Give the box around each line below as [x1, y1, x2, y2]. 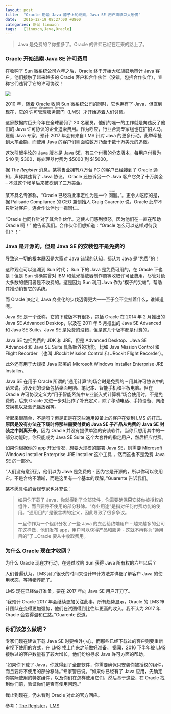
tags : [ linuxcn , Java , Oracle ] [5, 27, 72, 32]
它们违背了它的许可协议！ [9, 80, 64, 87]
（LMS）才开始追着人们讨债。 [64, 109, 128, 115]
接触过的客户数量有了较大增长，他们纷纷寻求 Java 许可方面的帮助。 [5, 651, 148, 657]
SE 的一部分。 [5, 458, 35, 464]
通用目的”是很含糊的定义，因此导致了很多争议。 [29, 509, 130, 515]
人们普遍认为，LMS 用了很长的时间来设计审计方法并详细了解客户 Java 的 [5, 571, 158, 577]
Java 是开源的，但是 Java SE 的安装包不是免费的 [5, 243, 125, 250]
